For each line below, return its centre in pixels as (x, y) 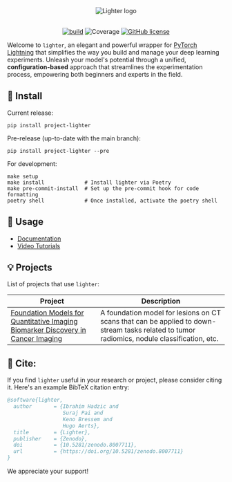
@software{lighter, (35, 400)
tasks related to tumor (159, 330)
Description (161, 302)
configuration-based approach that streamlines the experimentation (105, 67)
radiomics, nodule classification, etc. (159, 339)
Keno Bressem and (87, 419)
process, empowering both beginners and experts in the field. (95, 74)
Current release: (30, 113)
